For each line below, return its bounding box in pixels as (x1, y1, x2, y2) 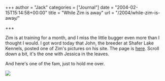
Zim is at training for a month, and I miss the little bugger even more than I (5, 35, 160, 40)
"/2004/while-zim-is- (115, 10, 160, 16)
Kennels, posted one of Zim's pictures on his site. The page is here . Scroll (5, 46, 159, 51)
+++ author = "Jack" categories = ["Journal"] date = (5, 5, 114, 10)
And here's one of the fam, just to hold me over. (5, 61, 105, 66)
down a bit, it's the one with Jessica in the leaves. (5, 51, 109, 57)
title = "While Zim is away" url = (48, 10, 115, 16)
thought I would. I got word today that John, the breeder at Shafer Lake (5, 40, 154, 46)
